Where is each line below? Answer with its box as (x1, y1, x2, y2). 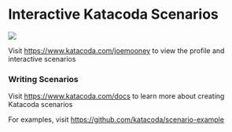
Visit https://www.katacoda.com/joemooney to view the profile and (8, 45, 225, 55)
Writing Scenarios (8, 73, 79, 84)
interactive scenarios (8, 54, 76, 63)
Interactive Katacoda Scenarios (8, 5, 219, 23)
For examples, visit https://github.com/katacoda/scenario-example (8, 115, 224, 124)
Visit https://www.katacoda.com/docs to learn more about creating (8, 91, 225, 101)
